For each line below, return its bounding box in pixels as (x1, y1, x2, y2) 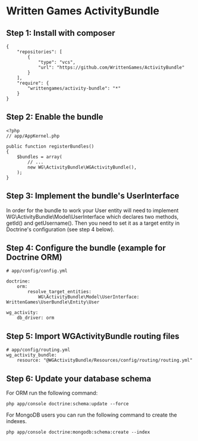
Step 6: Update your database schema (6, 374, 152, 384)
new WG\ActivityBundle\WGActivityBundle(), (27, 164, 137, 170)
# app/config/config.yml (6, 268, 68, 274)
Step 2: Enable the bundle (6, 112, 103, 122)
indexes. (6, 418, 27, 425)
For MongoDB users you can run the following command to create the (6, 411, 177, 418)
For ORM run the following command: (6, 389, 98, 397)
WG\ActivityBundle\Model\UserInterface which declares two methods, (6, 213, 179, 220)
